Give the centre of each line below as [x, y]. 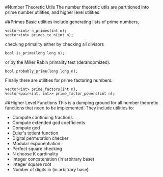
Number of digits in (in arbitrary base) [50, 169]
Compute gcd [26, 128]
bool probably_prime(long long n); [41, 71]
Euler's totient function [35, 133]
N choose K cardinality [35, 154]
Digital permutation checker [40, 138]
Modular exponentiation [36, 143]
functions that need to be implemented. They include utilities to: [69, 108]
